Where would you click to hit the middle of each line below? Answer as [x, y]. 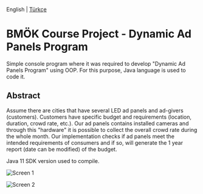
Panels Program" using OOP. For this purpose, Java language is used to [96, 70]
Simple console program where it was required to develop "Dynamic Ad [96, 63]
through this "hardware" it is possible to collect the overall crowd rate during [102, 130]
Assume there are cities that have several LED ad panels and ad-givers [95, 110]
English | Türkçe [26, 9]
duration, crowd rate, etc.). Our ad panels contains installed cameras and [98, 123]
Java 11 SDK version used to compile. [53, 161]
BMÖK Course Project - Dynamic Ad [99, 34]
